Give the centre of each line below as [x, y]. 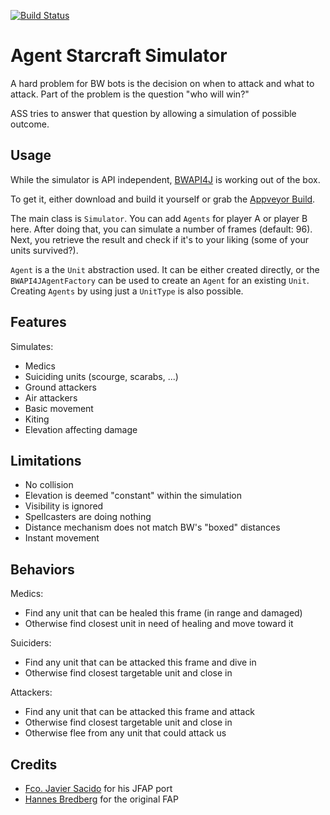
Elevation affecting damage [81, 429]
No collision [49, 485]
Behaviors [42, 569]
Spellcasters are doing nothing [88, 517]
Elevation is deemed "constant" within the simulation [133, 496]
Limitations [46, 460]
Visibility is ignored [64, 506]
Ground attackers [60, 387]
